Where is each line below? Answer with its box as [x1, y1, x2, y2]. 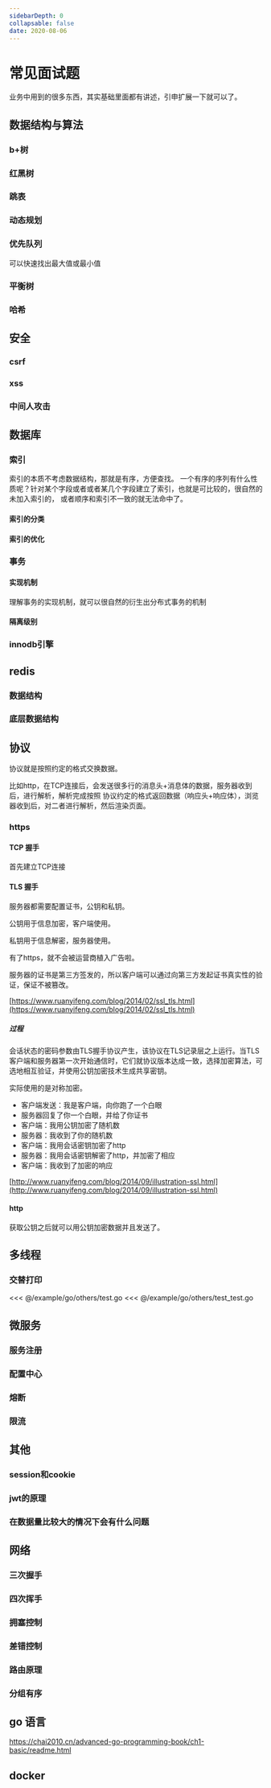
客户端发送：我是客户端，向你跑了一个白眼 [20, 1100, 162, 1109]
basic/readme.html [9, 1745, 72, 1755]
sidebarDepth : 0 [9, 11, 64, 20]
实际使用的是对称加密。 [9, 1083, 87, 1092]
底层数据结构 [9, 713, 60, 725]
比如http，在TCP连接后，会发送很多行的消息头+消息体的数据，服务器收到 [9, 781, 253, 791]
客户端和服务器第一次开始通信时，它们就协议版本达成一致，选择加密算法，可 [9, 1055, 263, 1065]
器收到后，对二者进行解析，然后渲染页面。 [9, 801, 150, 811]
